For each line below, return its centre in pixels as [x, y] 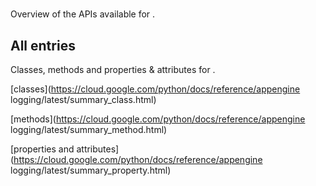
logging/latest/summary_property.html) [91, 170]
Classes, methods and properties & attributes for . [113, 69]
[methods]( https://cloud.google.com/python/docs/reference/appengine [158, 119]
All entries [43, 45]
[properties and [42, 149]
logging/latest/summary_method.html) [89, 129]
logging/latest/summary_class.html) [83, 99]
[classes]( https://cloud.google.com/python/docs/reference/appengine [155, 89]
